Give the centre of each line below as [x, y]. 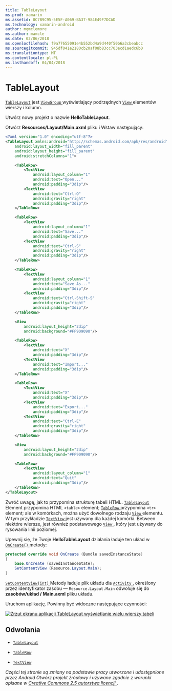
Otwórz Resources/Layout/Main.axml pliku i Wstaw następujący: [74, 127]
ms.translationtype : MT [31, 53]
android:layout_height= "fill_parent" [55, 151]
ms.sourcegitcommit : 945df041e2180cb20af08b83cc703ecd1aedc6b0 [74, 48]
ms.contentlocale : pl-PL [32, 58]
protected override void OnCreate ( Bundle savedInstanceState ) [74, 554]
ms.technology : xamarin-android [40, 24]
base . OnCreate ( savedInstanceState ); [55, 564]
